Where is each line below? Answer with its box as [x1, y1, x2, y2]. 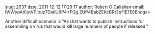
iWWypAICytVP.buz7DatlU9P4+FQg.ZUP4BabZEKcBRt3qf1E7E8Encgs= [5, 9, 151, 15]
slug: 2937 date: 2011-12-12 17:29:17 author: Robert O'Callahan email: [5, 4, 145, 10]
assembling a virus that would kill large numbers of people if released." [5, 23, 149, 29]
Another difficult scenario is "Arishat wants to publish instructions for [5, 19, 145, 24]
